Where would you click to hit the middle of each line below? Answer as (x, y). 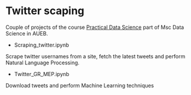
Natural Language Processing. (42, 63)
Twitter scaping (45, 11)
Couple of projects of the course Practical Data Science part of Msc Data (95, 27)
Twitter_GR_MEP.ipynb (42, 74)
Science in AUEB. (27, 33)
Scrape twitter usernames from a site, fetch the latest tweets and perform (95, 56)
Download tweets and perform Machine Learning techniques (80, 85)
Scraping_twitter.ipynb (42, 45)
